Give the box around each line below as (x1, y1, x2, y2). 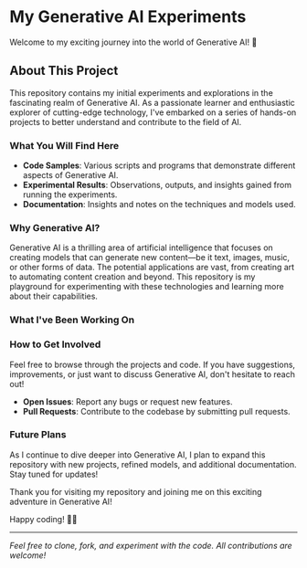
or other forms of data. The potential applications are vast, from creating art (9, 262, 295, 273)
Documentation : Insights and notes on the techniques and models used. (22, 199, 297, 210)
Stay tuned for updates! (9, 468, 99, 479)
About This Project (9, 63, 119, 79)
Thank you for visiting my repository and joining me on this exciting (9, 486, 262, 497)
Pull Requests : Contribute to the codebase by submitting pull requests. (22, 405, 291, 416)
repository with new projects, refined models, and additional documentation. (9, 458, 297, 469)
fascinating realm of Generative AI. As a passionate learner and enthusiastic (9, 97, 295, 108)
